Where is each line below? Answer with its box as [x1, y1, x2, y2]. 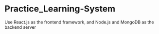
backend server [4, 24, 36, 30]
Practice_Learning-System [4, 3, 116, 14]
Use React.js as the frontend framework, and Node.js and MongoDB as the [4, 19, 154, 25]
